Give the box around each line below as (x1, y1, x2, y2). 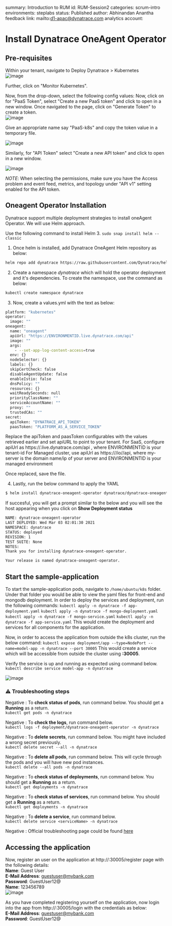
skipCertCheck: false (10, 367, 56, 372)
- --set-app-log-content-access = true (14, 348, 95, 353)
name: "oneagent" (10, 329, 47, 334)
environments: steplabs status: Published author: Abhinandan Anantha (5, 10, 154, 16)
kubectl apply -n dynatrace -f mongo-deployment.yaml (40, 609, 158, 614)
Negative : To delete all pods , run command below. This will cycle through (5, 754, 162, 760)
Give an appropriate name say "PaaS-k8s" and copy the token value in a (5, 124, 158, 131)
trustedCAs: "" (10, 410, 42, 415)
